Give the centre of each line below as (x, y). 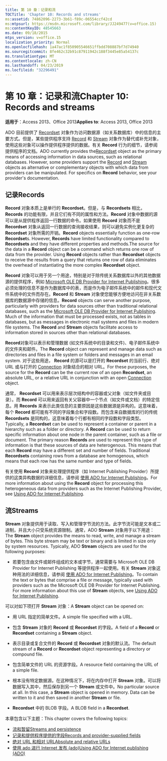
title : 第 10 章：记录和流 (30, 10)
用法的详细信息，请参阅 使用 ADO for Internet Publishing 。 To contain (87, 574)
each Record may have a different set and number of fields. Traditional (78, 450)
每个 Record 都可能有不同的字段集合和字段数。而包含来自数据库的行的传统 (82, 412)
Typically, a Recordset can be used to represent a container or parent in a (81, 424)
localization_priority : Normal (38, 42)
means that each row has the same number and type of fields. (69, 461)
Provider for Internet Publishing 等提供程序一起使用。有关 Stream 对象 (84, 568)
